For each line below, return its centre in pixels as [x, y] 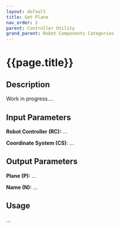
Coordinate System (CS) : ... [40, 143]
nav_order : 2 [22, 22]
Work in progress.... [30, 99]
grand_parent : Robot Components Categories [60, 34]
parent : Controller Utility [41, 28]
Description [28, 84]
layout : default [26, 12]
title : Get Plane [27, 17]
